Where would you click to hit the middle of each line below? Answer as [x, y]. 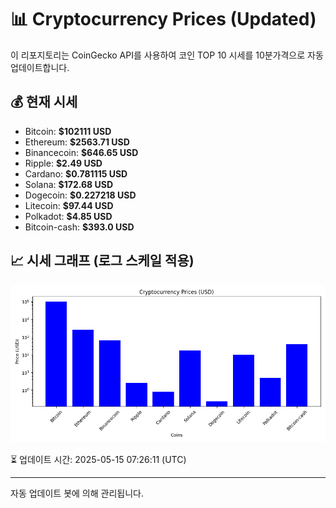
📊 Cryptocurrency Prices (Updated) [163, 19]
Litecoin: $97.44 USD [69, 205]
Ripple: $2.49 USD [63, 163]
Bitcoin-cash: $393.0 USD [79, 227]
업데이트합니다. [40, 67]
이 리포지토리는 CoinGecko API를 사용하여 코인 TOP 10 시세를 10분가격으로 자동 [167, 55]
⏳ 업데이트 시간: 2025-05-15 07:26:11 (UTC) [98, 459]
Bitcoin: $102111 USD [68, 131]
